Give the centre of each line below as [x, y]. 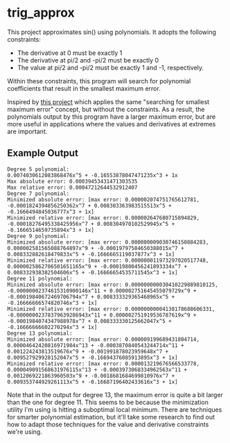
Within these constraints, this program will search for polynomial [99, 81]
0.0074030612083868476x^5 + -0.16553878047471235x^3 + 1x [92, 175]
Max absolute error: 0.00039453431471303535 [72, 181]
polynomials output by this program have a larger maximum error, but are [112, 117]
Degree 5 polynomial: [38, 169]
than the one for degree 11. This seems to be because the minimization [108, 402]
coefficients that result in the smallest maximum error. [84, 88]
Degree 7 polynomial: [38, 193]
